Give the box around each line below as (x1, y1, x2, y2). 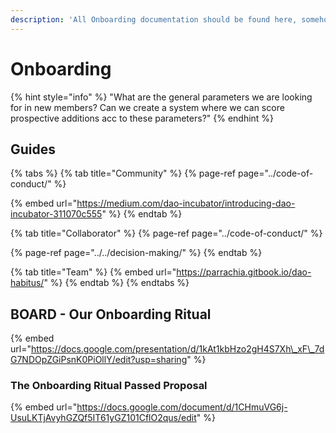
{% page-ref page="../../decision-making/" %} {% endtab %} (10, 247, 263, 259)
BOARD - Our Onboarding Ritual (10, 306, 212, 323)
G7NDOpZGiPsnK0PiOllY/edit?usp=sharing (10, 354, 188, 366)
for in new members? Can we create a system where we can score (10, 101, 285, 113)
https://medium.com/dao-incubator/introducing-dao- (76, 197, 296, 210)
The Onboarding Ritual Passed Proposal (10, 379, 208, 393)
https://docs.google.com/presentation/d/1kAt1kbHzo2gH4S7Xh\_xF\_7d (30, 343, 325, 355)
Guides (10, 141, 57, 158)
